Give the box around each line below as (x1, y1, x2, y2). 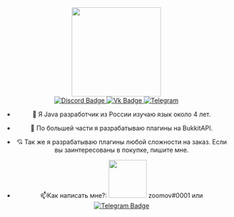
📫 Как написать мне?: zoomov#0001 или (40, 191, 203, 199)
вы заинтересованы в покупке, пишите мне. (54, 146, 189, 154)
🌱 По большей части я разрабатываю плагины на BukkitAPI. (30, 124, 213, 132)
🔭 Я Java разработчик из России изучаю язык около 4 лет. (32, 110, 211, 118)
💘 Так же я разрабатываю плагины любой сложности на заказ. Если (16, 138, 227, 146)
